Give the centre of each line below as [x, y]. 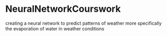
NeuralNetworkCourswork [63, 9]
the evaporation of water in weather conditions [55, 28]
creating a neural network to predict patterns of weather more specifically [83, 23]
